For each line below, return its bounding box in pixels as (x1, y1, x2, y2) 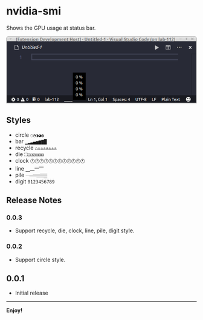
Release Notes (6, 195, 62, 205)
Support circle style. (14, 256, 66, 263)
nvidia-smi (6, 4, 62, 18)
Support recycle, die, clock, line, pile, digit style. (14, 227, 135, 234)
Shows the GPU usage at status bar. (6, 24, 96, 31)
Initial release (14, 289, 48, 297)
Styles (6, 115, 31, 125)
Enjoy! (6, 307, 23, 314)
